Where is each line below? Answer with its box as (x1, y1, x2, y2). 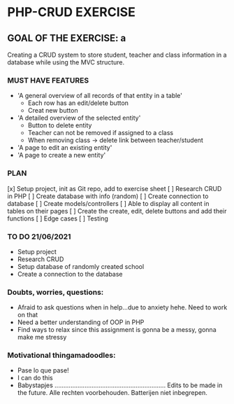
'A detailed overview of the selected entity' (17, 113, 141, 123)
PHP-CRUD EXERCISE (7, 4, 136, 20)
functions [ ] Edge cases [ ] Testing (7, 214, 108, 223)
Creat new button (27, 106, 78, 115)
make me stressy (17, 333, 67, 342)
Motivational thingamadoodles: (7, 351, 116, 361)
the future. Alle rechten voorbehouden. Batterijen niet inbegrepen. (17, 389, 207, 397)
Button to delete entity (27, 121, 92, 130)
